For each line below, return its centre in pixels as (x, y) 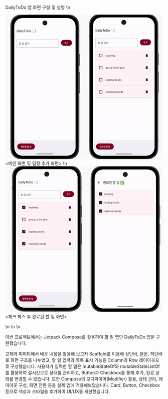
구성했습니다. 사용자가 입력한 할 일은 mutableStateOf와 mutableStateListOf (85, 366)
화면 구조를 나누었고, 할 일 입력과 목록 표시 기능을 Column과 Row (74, 360)
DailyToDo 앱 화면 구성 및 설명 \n (38, 7)
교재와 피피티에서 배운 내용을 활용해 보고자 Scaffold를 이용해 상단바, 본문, (77, 354)
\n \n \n (13, 327)
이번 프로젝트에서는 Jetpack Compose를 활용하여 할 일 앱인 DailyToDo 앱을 (80, 337)
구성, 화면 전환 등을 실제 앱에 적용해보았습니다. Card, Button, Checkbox (89, 385)
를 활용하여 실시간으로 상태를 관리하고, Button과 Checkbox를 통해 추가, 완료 (80, 373)
